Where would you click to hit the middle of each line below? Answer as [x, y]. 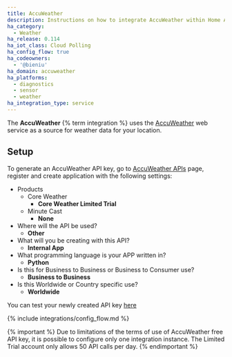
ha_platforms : [28, 78]
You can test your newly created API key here [72, 305]
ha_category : [26, 26]
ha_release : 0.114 [33, 39]
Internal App [46, 247]
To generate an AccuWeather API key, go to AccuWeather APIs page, [106, 168]
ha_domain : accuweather [41, 71]
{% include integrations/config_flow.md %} [68, 318]
